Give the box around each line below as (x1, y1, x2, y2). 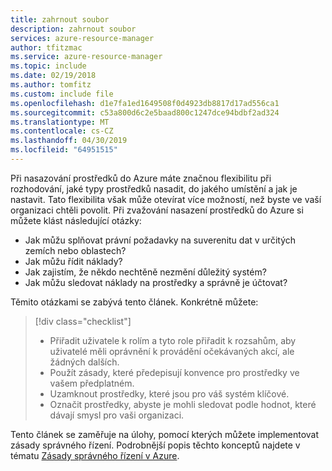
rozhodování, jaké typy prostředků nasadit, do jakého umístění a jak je (10, 182, 298, 195)
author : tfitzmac (10, 42, 83, 53)
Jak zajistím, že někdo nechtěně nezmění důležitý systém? (24, 266, 267, 278)
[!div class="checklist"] (34, 315, 132, 327)
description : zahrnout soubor (10, 24, 137, 34)
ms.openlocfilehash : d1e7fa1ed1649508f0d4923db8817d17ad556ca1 (10, 98, 280, 108)
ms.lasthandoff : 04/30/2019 (10, 136, 128, 146)
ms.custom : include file (10, 89, 114, 99)
